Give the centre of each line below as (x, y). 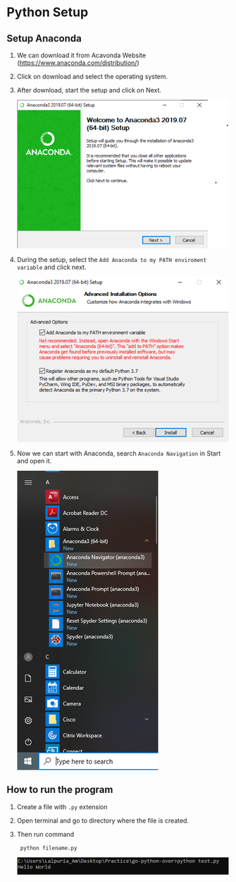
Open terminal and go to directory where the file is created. (103, 821)
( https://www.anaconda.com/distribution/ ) (78, 63)
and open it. (34, 461)
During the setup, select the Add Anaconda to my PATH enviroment (112, 260)
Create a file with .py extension (62, 806)
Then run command (45, 834)
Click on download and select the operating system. (92, 76)
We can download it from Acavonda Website (81, 55)
